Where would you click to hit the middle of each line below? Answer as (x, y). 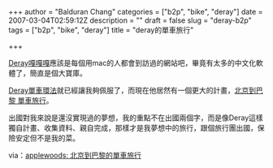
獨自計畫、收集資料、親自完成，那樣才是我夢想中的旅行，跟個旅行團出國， (133, 128)
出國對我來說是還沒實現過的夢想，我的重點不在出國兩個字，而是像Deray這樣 (136, 118)
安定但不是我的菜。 (47, 138)
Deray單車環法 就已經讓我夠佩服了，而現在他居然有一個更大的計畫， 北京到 (132, 90)
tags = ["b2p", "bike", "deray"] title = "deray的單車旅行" (101, 30)
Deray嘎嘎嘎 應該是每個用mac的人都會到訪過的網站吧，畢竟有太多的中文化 (132, 63)
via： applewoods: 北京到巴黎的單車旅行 (75, 155)
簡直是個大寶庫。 (58, 73)
